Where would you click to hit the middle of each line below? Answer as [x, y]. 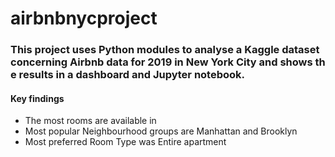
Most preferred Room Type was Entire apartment [125, 142]
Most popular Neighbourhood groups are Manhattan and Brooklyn [161, 131]
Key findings [37, 98]
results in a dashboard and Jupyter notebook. [132, 75]
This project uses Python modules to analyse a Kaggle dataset [165, 50]
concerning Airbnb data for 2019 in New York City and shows [161, 62]
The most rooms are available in [90, 121]
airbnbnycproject [84, 18]
